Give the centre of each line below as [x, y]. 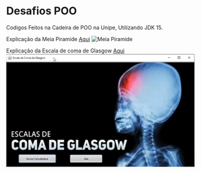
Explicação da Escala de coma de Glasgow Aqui [66, 50]
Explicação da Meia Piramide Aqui [48, 39]
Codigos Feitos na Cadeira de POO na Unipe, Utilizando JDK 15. [85, 27]
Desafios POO [42, 11]
